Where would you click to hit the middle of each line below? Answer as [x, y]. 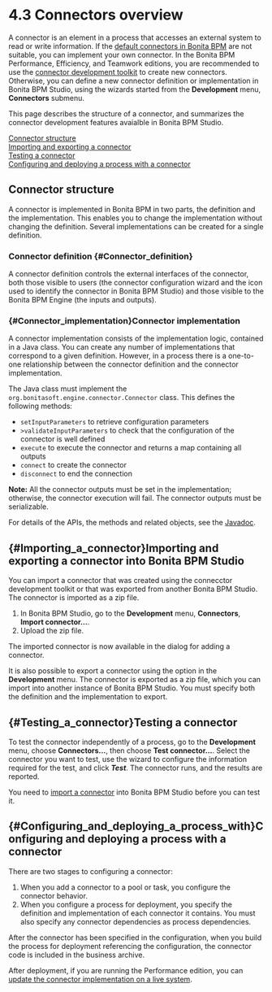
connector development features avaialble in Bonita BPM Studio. [116, 122]
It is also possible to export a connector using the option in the [113, 671]
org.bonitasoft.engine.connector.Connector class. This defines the [122, 398]
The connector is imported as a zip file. [74, 598]
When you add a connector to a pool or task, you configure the [125, 887]
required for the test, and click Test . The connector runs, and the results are [136, 768]
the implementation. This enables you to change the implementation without [135, 218]
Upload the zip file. [52, 631]
